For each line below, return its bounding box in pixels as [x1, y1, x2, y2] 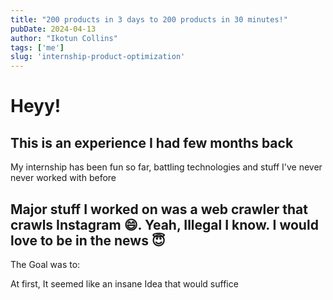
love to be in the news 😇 [10, 232, 166, 249]
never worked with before [10, 172, 117, 184]
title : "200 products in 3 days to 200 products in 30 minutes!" [10, 14, 288, 25]
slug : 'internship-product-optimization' [10, 52, 186, 62]
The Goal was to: [10, 258, 81, 270]
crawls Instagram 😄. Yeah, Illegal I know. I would [10, 216, 319, 233]
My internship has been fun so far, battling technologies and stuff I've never [10, 161, 323, 173]
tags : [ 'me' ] [10, 42, 65, 53]
